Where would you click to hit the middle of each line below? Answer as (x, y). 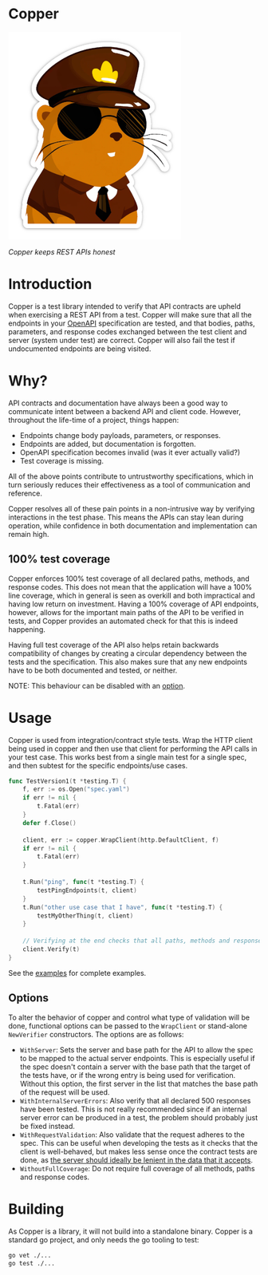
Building (36, 1209)
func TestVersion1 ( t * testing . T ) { (67, 781)
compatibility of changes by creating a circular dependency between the (128, 653)
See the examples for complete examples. (77, 973)
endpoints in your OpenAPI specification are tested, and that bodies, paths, (132, 323)
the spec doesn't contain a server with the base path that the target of (135, 1067)
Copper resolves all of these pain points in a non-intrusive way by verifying (132, 508)
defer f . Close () (50, 823)
